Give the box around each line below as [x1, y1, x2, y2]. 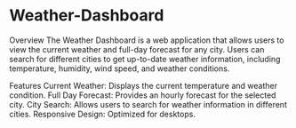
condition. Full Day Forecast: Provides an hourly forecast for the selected [9, 90, 276, 100]
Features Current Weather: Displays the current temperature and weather [9, 80, 278, 91]
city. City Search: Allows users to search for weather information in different [9, 99, 287, 109]
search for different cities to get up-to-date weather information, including [9, 53, 281, 64]
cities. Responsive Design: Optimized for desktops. [9, 108, 196, 119]
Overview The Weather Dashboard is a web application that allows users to [9, 35, 284, 45]
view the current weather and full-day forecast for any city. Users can [9, 44, 265, 54]
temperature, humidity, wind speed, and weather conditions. [9, 63, 230, 74]
